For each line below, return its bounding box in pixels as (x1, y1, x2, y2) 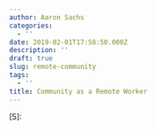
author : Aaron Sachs (9, 12, 85, 22)
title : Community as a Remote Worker (9, 87, 148, 96)
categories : (9, 21, 53, 30)
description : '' (9, 46, 69, 55)
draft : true (9, 54, 53, 63)
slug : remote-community (9, 63, 97, 72)
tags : (9, 71, 29, 80)
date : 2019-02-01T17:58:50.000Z (9, 37, 128, 47)
